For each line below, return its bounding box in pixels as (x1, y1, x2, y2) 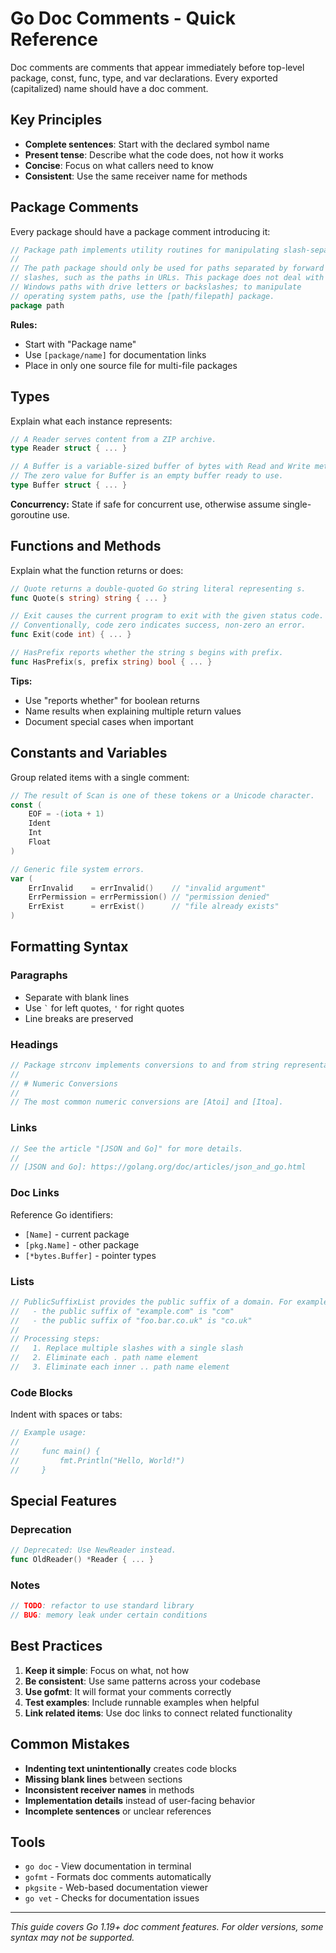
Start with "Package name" (24, 338, 137, 350)
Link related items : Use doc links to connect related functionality (24, 1707, 293, 1719)
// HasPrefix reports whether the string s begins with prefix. (10, 648, 284, 658)
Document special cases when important (24, 715, 194, 727)
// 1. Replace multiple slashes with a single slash (10, 1343, 244, 1354)
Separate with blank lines (24, 991, 130, 1003)
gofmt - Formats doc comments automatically (24, 1871, 212, 1883)
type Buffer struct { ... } (10, 480, 128, 490)
